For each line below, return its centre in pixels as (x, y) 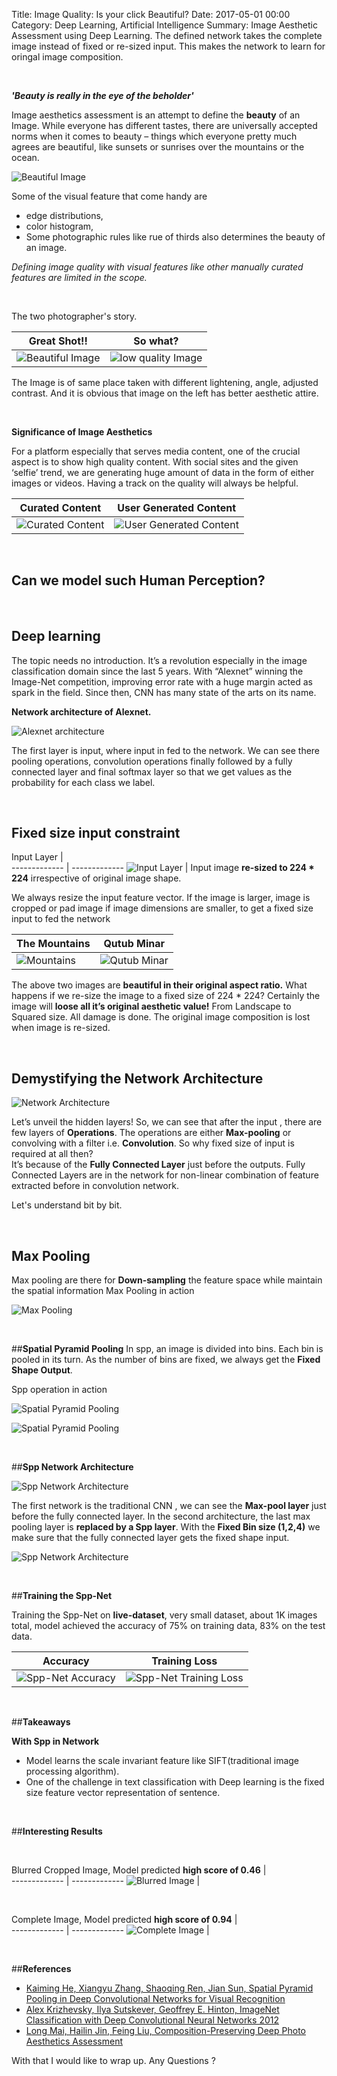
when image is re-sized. (61, 1028)
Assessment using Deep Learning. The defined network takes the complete (167, 35)
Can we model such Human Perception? (138, 580)
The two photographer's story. (74, 316)
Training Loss (184, 1661)
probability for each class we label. (83, 782)
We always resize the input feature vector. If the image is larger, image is (161, 898)
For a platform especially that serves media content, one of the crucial (156, 451)
